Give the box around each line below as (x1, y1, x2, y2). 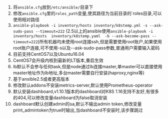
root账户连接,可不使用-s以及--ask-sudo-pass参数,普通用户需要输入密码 (12, 45, 160, 51)
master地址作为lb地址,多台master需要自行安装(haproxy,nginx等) (12, 70, 144, 76)
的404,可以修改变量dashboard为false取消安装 (12, 95, 107, 101)
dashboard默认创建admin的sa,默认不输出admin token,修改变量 (12, 101, 142, 107)
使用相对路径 (12, 16, 39, 22)
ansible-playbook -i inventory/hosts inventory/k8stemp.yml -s (12, 23, 148, 28)
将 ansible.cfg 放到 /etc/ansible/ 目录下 (12, 4, 93, 10)
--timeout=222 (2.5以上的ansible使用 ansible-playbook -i (35, 28, 153, 34)
